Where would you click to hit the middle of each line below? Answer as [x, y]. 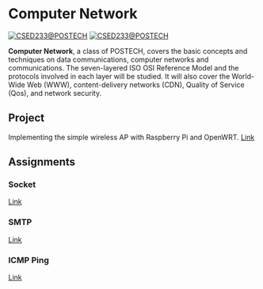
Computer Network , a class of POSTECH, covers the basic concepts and [128, 51]
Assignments [42, 162]
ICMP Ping [29, 260]
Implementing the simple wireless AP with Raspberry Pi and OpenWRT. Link [131, 137]
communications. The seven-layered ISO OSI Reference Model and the [124, 67]
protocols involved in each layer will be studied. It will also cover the [119, 76]
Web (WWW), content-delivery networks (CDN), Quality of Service [135, 85]
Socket [22, 184]
